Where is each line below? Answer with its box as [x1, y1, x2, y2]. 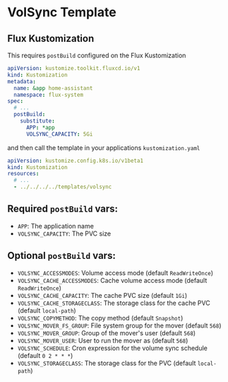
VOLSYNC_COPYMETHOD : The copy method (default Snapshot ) [17, 313, 184, 322]
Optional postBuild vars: [7, 250, 116, 262]
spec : [7, 98, 23, 105]
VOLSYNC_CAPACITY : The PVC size [17, 229, 112, 238]
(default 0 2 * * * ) [17, 351, 73, 359]
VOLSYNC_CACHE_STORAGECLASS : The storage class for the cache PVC [17, 299, 210, 307]
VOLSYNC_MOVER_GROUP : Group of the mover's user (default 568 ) [17, 328, 196, 337]
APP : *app [25, 124, 55, 131]
